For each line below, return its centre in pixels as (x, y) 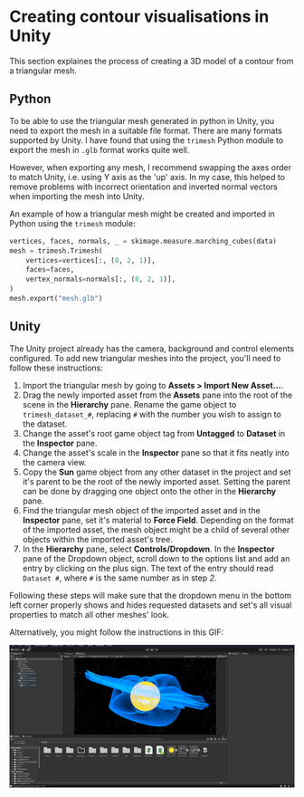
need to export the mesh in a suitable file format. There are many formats (146, 130)
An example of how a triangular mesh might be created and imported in (142, 214)
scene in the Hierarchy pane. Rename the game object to (129, 404)
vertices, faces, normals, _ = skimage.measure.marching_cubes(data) (143, 241)
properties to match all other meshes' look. (90, 614)
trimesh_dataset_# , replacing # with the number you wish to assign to (152, 414)
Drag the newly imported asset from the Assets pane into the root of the (157, 395)
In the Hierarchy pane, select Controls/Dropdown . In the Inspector (148, 549)
